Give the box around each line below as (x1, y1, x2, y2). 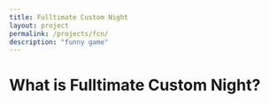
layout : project (9, 21, 69, 30)
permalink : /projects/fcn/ (9, 29, 109, 38)
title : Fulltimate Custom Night (9, 12, 128, 22)
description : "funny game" (9, 37, 109, 47)
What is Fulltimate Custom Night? (9, 76, 261, 95)
